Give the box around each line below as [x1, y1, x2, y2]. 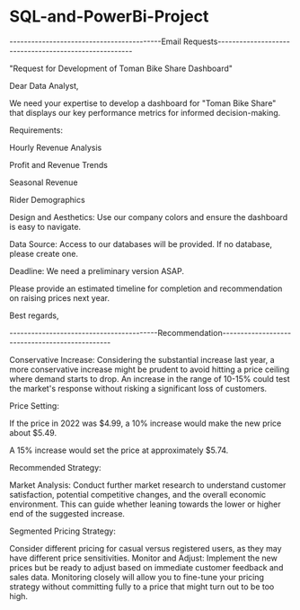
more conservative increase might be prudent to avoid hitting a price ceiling [9, 364, 290, 375]
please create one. [9, 248, 79, 259]
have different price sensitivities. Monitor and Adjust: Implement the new [9, 553, 278, 563]
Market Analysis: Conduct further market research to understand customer [9, 479, 287, 491]
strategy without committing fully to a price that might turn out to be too [9, 581, 275, 592]
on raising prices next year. [9, 292, 110, 303]
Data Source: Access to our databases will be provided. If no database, [9, 238, 272, 249]
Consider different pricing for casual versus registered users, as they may [9, 543, 282, 553]
